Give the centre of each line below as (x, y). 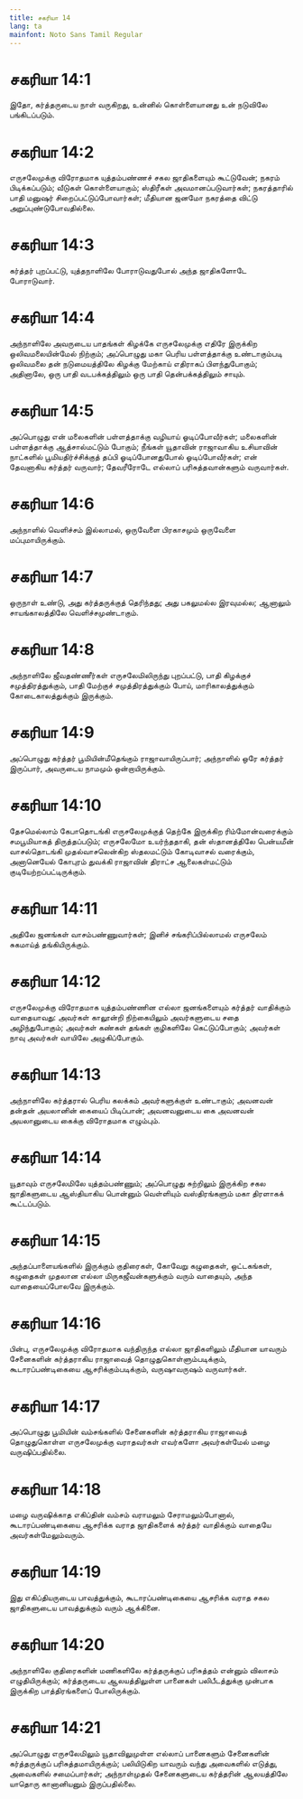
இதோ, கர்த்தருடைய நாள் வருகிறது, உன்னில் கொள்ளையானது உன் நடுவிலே (138, 105)
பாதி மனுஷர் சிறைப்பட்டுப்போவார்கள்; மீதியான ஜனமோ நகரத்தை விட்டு (133, 198)
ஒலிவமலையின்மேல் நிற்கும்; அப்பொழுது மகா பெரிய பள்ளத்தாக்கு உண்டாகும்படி (146, 354)
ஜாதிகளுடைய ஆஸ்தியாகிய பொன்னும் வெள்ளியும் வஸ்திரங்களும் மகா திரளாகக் (147, 1193)
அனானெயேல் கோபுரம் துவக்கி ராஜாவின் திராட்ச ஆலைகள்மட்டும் (121, 861)
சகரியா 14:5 (52, 411)
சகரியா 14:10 (55, 806)
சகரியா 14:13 (55, 1074)
